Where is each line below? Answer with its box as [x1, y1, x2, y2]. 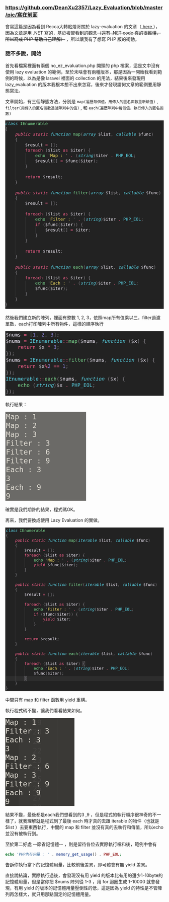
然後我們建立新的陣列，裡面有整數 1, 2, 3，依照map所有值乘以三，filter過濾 [5, 315, 161, 321]
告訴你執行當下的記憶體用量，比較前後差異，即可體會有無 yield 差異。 [5, 862, 150, 868]
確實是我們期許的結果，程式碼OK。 [5, 506, 78, 512]
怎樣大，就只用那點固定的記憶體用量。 [14, 891, 94, 897]
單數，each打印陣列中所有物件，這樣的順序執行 [5, 321, 104, 327]
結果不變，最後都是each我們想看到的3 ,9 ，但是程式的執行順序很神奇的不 [5, 812, 157, 818]
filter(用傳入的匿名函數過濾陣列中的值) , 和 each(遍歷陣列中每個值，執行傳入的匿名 [5, 105, 160, 111]
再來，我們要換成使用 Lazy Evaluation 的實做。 [5, 517, 102, 523]
